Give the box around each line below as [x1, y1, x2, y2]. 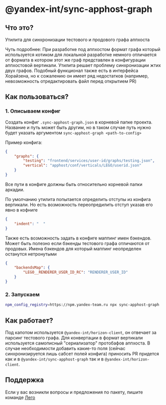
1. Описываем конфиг [5, 107, 61, 114]
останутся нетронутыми [5, 251, 57, 257]
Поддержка [5, 376, 44, 384]
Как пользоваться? [5, 92, 69, 101]
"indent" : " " [14, 221, 46, 226]
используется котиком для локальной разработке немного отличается [5, 51, 157, 57]
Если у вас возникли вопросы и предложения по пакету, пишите [5, 389, 143, 395]
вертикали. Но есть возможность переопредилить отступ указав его [5, 201, 153, 207]
